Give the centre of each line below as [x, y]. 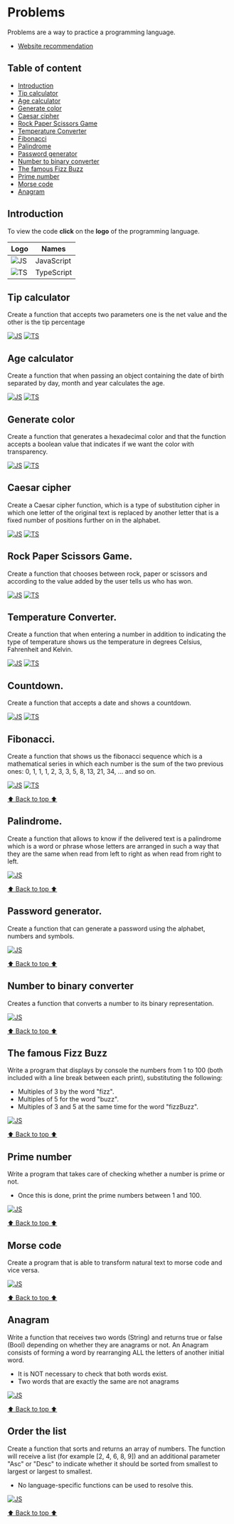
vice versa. [23, 1270]
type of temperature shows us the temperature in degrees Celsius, [105, 642]
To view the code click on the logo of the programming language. [104, 231]
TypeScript [54, 272]
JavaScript [53, 261]
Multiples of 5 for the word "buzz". [68, 1099]
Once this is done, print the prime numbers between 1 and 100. [110, 1196]
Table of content [44, 68]
